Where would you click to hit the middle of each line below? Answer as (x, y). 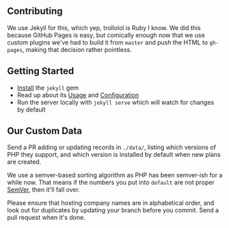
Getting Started (41, 71)
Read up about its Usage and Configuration (78, 94)
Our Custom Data (44, 131)
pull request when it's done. (46, 218)
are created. (24, 162)
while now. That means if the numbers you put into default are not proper (111, 182)
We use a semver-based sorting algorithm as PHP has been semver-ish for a (115, 175)
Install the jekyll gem (48, 88)
